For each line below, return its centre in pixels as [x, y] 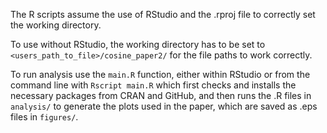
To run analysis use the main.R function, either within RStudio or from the [160, 74]
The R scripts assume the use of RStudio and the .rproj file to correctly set [163, 14]
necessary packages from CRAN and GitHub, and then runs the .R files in [161, 95]
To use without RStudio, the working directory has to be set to [138, 44]
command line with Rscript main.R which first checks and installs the [153, 85]
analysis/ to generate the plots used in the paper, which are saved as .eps [164, 106]
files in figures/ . [44, 117]
